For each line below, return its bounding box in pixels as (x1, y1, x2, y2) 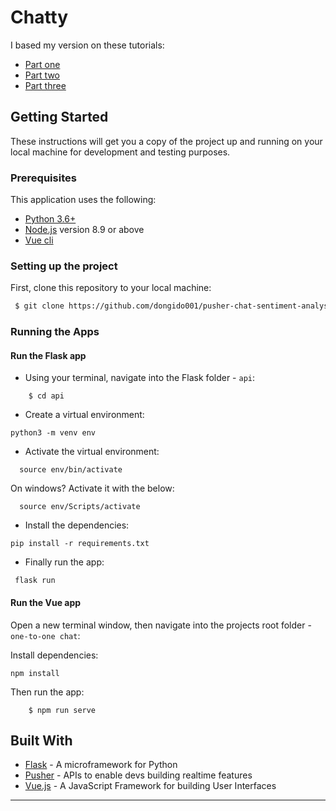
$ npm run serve (28, 705, 97, 715)
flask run (14, 576, 56, 586)
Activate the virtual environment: (24, 446, 160, 458)
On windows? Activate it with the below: (10, 482, 175, 495)
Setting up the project (10, 259, 118, 273)
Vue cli (24, 234, 54, 246)
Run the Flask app (10, 349, 87, 361)
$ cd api (28, 391, 65, 401)
